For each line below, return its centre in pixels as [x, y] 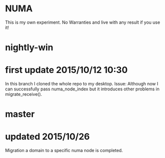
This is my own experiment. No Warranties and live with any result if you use [82, 22]
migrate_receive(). [24, 94]
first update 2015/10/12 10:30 [66, 70]
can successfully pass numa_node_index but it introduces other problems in [82, 89]
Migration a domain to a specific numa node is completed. [64, 151]
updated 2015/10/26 [48, 137]
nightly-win [29, 48]
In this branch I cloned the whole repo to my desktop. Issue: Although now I [82, 84]
